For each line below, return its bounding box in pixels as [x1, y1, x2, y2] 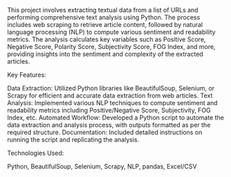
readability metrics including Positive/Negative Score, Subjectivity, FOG [7, 106, 211, 114]
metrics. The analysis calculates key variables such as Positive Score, [7, 35, 206, 44]
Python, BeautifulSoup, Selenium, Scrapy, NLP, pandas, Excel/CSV [7, 162, 197, 170]
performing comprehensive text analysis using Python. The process [7, 13, 201, 21]
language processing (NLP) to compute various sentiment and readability [7, 28, 216, 36]
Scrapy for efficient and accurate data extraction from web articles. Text [7, 91, 213, 100]
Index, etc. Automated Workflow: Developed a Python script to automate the [7, 113, 225, 122]
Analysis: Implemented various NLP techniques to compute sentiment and [7, 99, 218, 106]
